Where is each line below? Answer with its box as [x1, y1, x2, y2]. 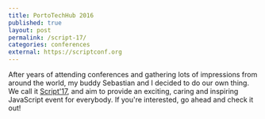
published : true [8, 19, 62, 27]
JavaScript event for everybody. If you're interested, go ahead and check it [8, 95, 254, 104]
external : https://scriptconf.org [8, 48, 123, 56]
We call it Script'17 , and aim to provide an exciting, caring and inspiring [8, 87, 239, 95]
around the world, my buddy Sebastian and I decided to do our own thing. [8, 78, 250, 87]
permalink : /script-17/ [8, 33, 87, 42]
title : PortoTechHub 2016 [8, 11, 94, 20]
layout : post [8, 26, 52, 34]
